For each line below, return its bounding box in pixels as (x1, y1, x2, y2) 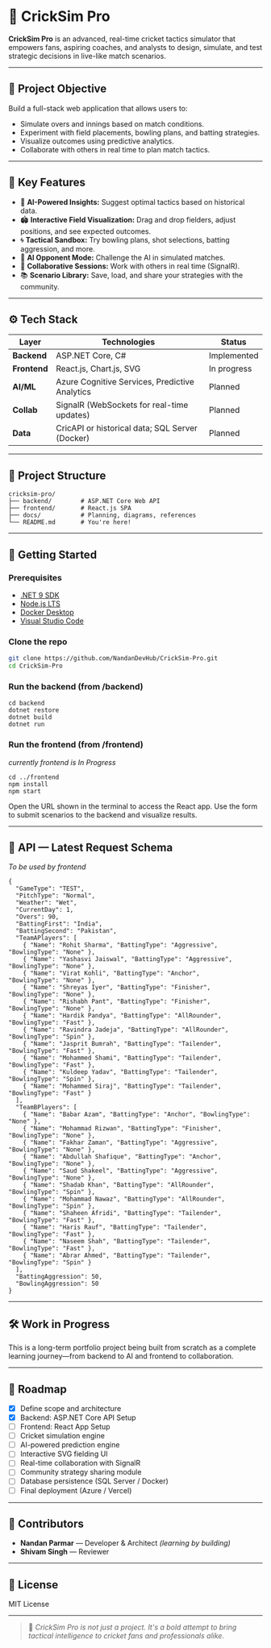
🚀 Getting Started (8, 547, 98, 561)
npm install (8, 780, 48, 789)
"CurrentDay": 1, (15, 906, 74, 914)
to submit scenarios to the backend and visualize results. (8, 809, 198, 819)
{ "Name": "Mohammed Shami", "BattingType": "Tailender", (23, 1054, 222, 1063)
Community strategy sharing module (19, 1467, 142, 1477)
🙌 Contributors (8, 1517, 85, 1530)
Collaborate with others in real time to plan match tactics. (19, 144, 211, 154)
